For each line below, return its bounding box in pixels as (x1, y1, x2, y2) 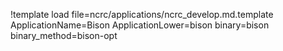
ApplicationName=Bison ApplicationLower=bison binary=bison (10, 19, 270, 31)
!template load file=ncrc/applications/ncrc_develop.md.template (10, 9, 274, 20)
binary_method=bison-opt (10, 30, 118, 41)
